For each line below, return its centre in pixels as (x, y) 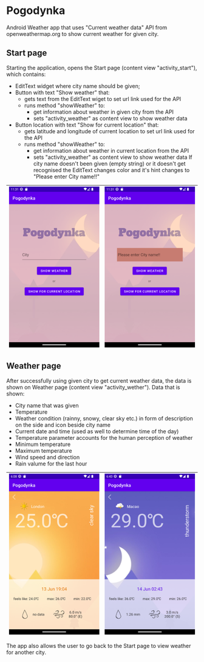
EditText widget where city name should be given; (77, 86)
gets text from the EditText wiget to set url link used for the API (103, 99)
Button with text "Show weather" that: (62, 92)
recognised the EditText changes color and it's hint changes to (111, 170)
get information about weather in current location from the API (111, 150)
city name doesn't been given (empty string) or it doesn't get (110, 163)
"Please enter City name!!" (66, 176)
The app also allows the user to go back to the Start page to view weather (99, 646)
